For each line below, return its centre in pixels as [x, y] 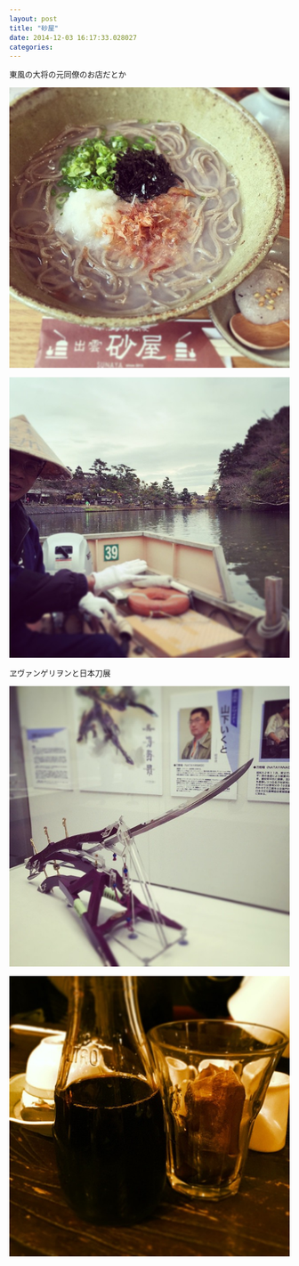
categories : [31, 47]
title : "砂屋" [34, 28]
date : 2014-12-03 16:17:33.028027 [73, 37]
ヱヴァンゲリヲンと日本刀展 [60, 673]
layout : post [33, 19]
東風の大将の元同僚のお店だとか [68, 75]
